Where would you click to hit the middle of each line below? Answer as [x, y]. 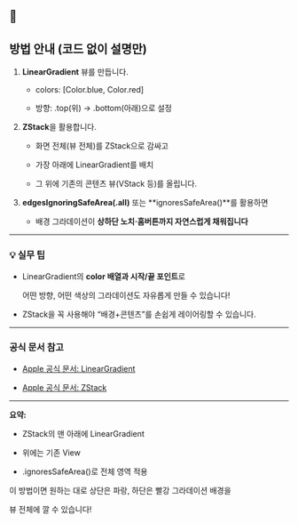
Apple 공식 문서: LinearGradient [78, 368]
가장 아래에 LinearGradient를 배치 [94, 165]
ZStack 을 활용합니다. [59, 127]
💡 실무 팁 [27, 255]
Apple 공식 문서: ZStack [64, 387]
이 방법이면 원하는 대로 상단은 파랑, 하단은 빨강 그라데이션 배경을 [121, 490]
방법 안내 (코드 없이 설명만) [78, 48]
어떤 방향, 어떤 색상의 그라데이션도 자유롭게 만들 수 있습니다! [126, 295]
